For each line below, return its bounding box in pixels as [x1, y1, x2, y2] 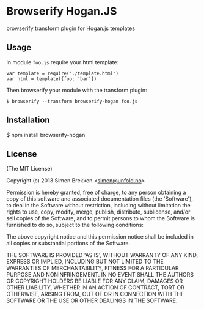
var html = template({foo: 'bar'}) [6, 75, 97, 82]
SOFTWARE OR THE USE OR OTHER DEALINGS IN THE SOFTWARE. [6, 297, 178, 304]
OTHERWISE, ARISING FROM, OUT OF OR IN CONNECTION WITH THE [6, 291, 184, 298]
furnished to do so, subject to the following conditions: [6, 222, 144, 229]
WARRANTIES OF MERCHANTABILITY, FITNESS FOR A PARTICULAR [6, 264, 179, 272]
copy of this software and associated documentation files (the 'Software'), [6, 195, 194, 203]
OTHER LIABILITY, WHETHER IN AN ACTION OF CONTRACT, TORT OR [6, 284, 184, 291]
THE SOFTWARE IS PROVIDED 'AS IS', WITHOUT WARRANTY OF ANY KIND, [6, 251, 199, 259]
